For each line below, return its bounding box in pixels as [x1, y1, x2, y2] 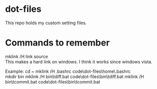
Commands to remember [5, 37, 110, 48]
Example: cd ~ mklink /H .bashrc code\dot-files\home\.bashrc [5, 68, 131, 74]
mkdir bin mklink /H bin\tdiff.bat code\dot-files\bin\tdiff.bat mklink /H [5, 73, 144, 80]
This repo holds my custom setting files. [5, 20, 87, 26]
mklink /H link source [5, 53, 48, 59]
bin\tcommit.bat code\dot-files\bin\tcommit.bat [5, 79, 101, 85]
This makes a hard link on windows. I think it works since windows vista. [5, 58, 153, 65]
